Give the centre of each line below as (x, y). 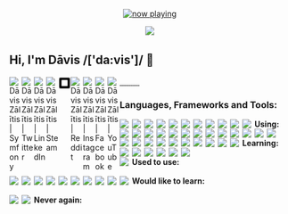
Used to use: (156, 162)
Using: (267, 124)
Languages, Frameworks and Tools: (199, 104)
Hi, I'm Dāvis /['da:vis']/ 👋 (82, 60)
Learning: (260, 144)
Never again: (58, 200)
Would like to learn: (169, 181)
